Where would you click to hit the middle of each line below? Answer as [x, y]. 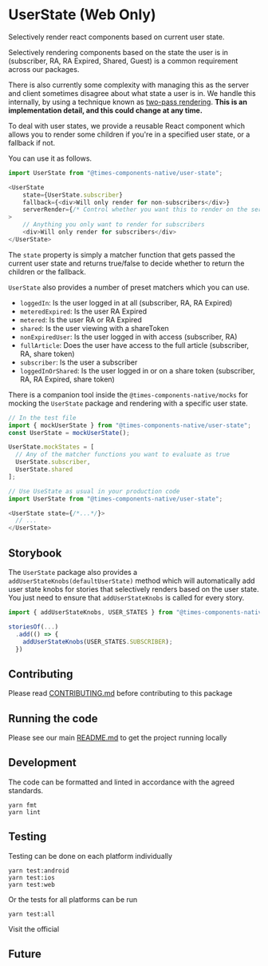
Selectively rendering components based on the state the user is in [118, 52]
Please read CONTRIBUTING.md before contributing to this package [120, 693]
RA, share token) [47, 353]
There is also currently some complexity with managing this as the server [129, 85]
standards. [26, 790]
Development [43, 762]
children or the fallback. [47, 271]
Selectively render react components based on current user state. [116, 37]
